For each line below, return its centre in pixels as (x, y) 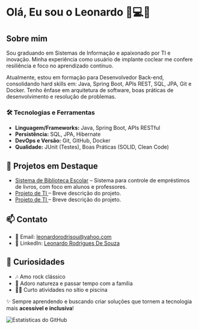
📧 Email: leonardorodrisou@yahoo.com (63, 236)
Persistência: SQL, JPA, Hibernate (58, 134)
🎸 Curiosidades (35, 262)
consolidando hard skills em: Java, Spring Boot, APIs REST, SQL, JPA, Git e (99, 84)
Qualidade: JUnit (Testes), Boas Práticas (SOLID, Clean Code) (92, 147)
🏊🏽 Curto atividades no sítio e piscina (61, 289)
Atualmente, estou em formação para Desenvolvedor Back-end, (85, 77)
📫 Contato (27, 219)
